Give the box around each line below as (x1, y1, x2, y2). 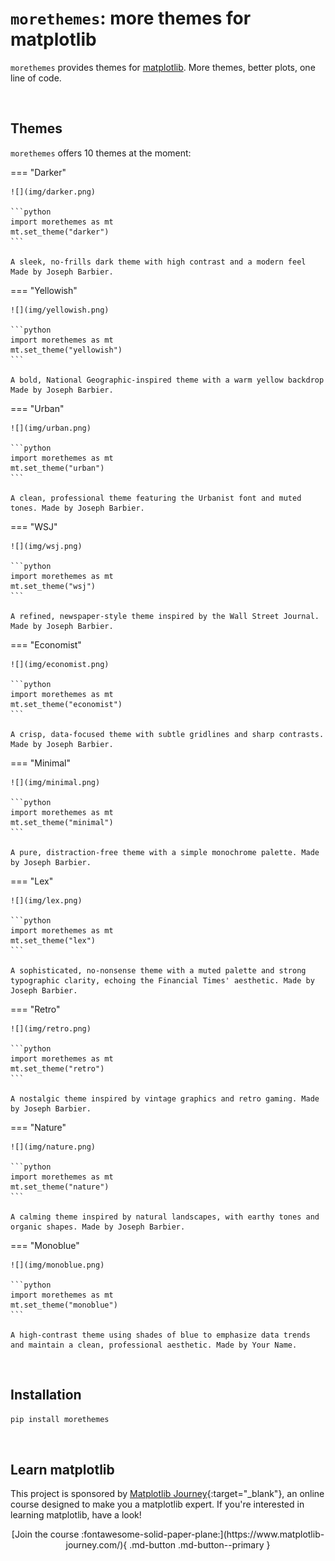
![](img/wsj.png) (10, 541, 83, 551)
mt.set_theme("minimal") (10, 817, 114, 827)
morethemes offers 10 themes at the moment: (10, 147, 192, 159)
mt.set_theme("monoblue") (10, 1300, 118, 1310)
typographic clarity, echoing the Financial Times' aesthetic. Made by (10, 975, 315, 986)
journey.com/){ (65, 1539, 128, 1551)
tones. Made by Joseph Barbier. (10, 503, 145, 513)
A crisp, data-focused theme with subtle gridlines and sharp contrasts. (10, 729, 325, 739)
